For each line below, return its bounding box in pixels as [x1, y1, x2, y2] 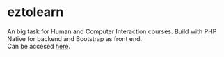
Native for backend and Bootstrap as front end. [7, 34, 143, 42]
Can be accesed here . [7, 42, 71, 50]
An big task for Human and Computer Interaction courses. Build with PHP [7, 27, 217, 35]
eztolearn [7, 4, 64, 20]
